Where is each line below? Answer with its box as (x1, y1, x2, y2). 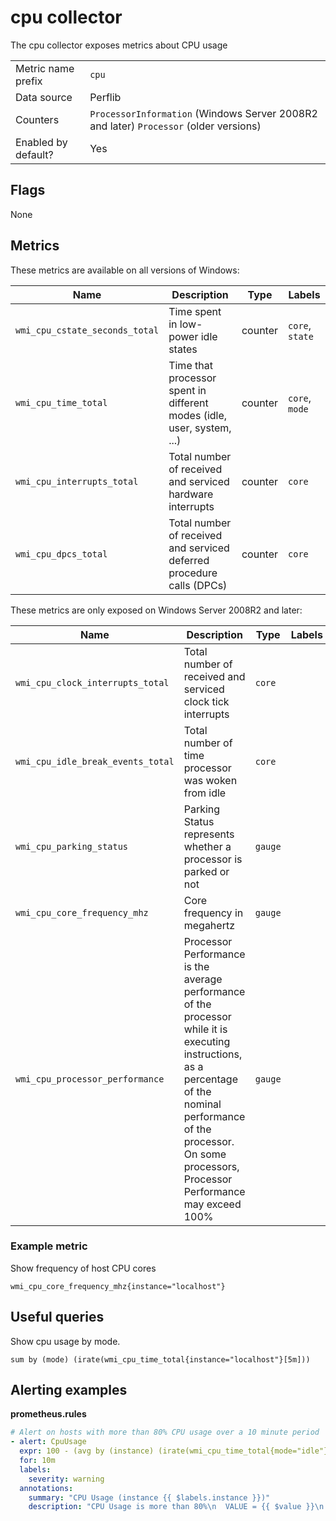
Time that (168, 358, 213, 372)
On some (183, 1147, 227, 1161)
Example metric (10, 1239, 88, 1253)
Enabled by (15, 135, 68, 149)
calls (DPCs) (168, 578, 228, 592)
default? (15, 147, 54, 161)
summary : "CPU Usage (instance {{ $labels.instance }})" (28, 1492, 271, 1503)
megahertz (183, 918, 235, 932)
